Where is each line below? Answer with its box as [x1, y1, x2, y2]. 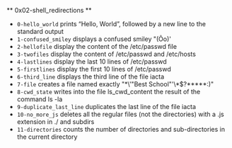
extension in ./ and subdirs [16, 118, 95, 126]
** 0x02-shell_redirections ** [6, 6, 93, 14]
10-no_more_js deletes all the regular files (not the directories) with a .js [16, 110, 224, 118]
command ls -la [16, 95, 63, 103]
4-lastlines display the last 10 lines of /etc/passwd [16, 57, 167, 66]
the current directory [16, 132, 78, 141]
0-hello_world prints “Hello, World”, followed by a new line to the [16, 20, 207, 28]
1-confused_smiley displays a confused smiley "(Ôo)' [16, 35, 171, 43]
